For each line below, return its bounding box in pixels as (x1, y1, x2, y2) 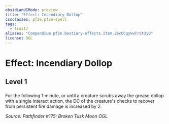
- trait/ (10, 26, 28, 31)
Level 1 (5, 77, 27, 86)
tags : (5, 21, 17, 27)
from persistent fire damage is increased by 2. (5, 103, 102, 109)
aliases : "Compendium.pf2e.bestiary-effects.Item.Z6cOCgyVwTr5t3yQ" (5, 31, 153, 36)
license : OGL (5, 36, 33, 41)
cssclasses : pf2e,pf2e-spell (5, 17, 67, 22)
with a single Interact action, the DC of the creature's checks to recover (5, 98, 155, 104)
